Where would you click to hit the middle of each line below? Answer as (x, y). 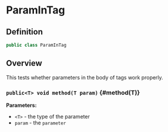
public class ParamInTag (36, 45)
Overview (24, 63)
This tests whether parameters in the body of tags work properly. (85, 77)
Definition (24, 32)
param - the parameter (40, 123)
